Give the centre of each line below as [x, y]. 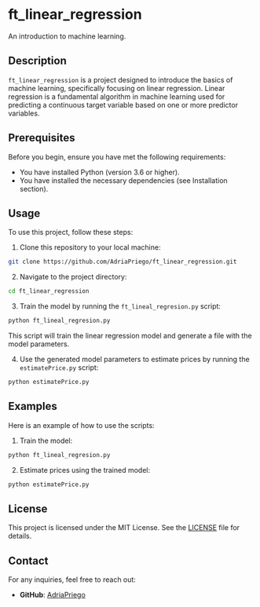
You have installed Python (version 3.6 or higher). [99, 172]
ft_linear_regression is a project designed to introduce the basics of [121, 79]
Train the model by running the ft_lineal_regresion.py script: [120, 306]
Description [37, 61]
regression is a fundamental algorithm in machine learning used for [117, 97]
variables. [24, 113]
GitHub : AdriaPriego [53, 595]
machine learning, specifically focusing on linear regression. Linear [117, 88]
